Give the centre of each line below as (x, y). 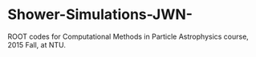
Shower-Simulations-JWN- (100, 15)
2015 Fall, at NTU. (37, 44)
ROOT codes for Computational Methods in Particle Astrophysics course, (128, 36)
